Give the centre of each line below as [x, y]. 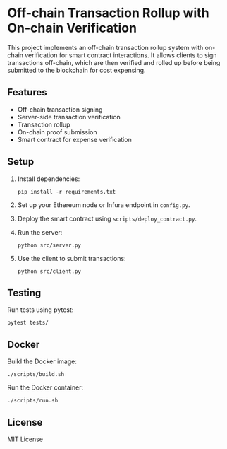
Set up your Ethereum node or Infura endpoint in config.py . [104, 205]
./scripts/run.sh [33, 401]
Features [27, 92]
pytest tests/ [28, 323]
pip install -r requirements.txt [67, 192]
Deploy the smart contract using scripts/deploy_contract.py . [107, 218]
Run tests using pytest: [41, 310]
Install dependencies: [49, 179]
